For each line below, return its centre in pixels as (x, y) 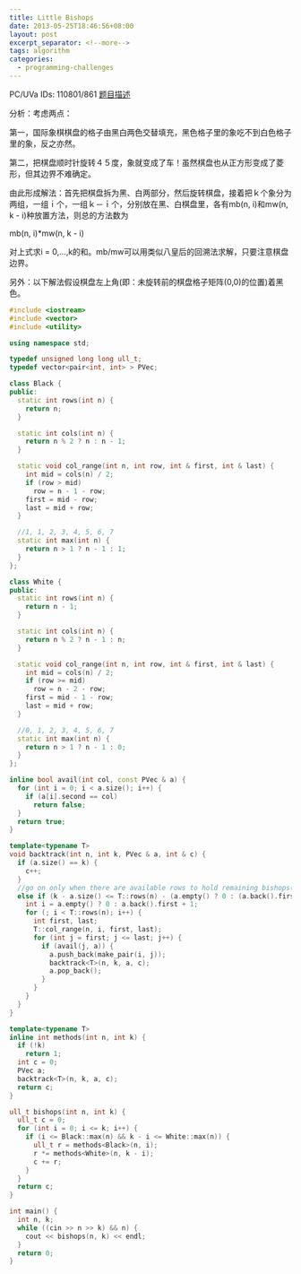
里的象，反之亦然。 (45, 143)
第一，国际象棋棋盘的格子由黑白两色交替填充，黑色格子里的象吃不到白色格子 (150, 132)
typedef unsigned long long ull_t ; (76, 360)
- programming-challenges (66, 68)
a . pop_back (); (75, 971)
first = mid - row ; (62, 499)
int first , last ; (65, 921)
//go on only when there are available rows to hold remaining (138, 888)
